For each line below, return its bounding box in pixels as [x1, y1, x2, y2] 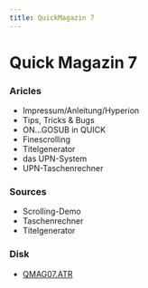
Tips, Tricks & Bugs [22, 115, 95, 126]
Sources [9, 186, 47, 198]
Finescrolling [22, 134, 70, 145]
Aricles [9, 84, 42, 97]
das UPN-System [22, 153, 88, 164]
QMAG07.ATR [22, 268, 74, 279]
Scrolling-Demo [22, 206, 81, 217]
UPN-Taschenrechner [22, 163, 104, 174]
